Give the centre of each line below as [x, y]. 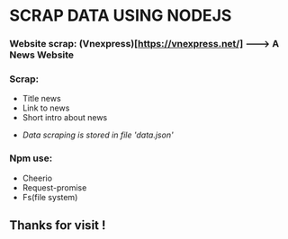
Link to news [46, 108]
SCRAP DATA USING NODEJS [121, 16]
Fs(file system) [50, 197]
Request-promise [54, 187]
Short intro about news [65, 118]
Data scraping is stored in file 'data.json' [98, 135]
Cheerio [37, 178]
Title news [41, 99]
